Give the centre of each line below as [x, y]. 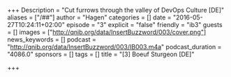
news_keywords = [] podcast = [52, 40]
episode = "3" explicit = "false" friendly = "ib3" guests [144, 25]
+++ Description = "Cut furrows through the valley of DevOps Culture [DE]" [116, 10]
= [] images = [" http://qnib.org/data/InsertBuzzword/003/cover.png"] [107, 32]
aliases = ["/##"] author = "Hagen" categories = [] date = [90, 17]
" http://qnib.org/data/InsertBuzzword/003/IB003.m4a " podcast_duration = [114, 47]
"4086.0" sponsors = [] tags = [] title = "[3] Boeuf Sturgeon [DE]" [101, 54]
